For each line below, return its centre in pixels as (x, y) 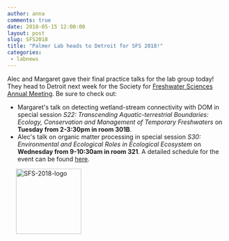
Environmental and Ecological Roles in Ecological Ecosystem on (109, 144)
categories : (24, 53)
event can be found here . (54, 159)
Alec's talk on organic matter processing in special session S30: (109, 137)
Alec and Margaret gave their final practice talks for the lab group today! (111, 79)
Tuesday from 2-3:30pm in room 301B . (74, 129)
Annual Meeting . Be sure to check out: (62, 93)
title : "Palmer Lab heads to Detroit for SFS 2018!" (85, 46)
